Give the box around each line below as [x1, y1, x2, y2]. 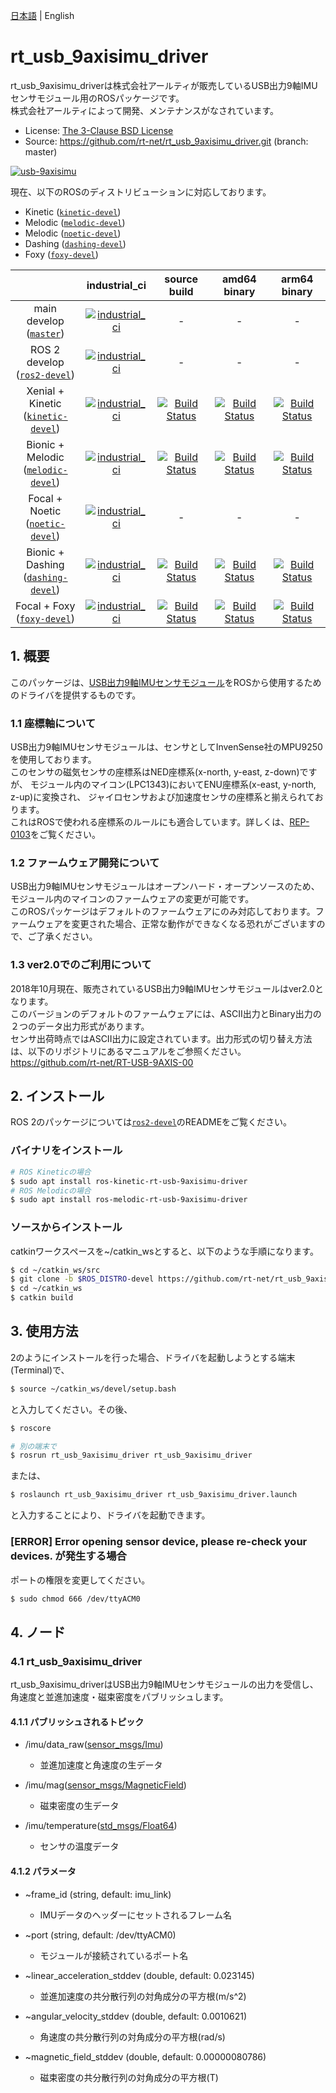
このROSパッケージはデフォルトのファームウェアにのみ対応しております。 [10, 905, 316, 918]
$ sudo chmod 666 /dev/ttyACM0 [10, 1594, 141, 1604]
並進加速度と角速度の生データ [39, 1759, 163, 1771]
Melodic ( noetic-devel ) [24, 227, 122, 239]
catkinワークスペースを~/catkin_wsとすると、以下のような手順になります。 [10, 1245, 319, 1257]
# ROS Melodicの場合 [10, 1185, 92, 1196]
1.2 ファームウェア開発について [10, 855, 160, 869]
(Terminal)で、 [10, 1364, 70, 1376]
